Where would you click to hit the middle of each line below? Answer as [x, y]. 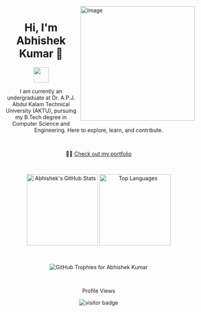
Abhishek [41, 41]
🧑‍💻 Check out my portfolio [99, 154]
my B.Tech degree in [41, 117]
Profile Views [99, 291]
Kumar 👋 [41, 54]
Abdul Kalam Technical [41, 104]
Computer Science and [41, 123]
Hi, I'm [41, 28]
